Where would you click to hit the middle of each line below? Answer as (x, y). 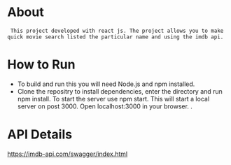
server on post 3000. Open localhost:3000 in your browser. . (105, 106)
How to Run (41, 65)
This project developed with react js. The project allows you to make (117, 31)
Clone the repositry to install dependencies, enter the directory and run (120, 91)
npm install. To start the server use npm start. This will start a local (113, 99)
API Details (40, 135)
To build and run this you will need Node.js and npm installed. (106, 84)
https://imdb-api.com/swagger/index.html (68, 154)
